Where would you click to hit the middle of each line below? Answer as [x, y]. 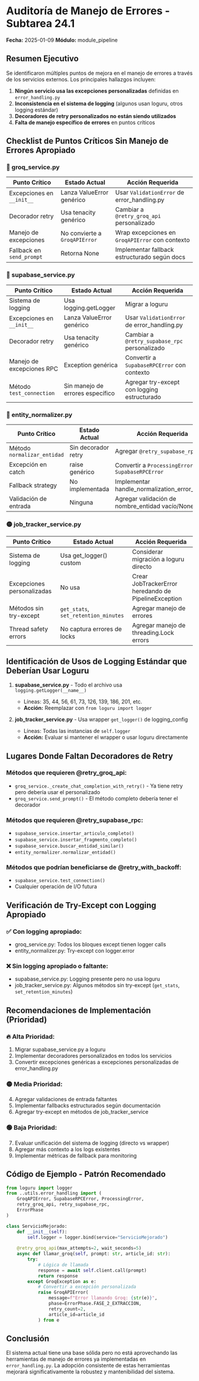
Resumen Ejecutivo [42, 59]
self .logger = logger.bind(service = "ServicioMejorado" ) [98, 1237]
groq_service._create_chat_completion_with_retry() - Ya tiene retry [99, 786]
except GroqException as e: [62, 1281]
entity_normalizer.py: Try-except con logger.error [75, 951]
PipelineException [157, 599]
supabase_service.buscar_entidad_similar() [69, 846]
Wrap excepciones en [145, 233]
